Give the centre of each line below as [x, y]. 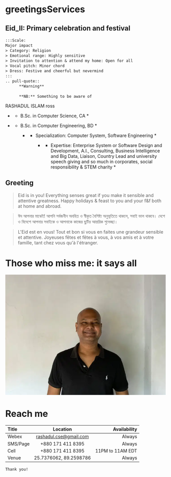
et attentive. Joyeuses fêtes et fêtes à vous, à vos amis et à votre [86, 237]
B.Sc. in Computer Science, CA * [54, 116]
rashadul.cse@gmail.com [62, 437]
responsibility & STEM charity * [83, 167]
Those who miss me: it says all [71, 263]
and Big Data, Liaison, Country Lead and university [104, 156]
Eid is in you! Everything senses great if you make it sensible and [86, 195]
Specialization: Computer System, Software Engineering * [96, 135]
